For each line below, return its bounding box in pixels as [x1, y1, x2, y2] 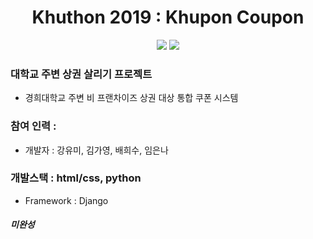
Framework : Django [24, 194, 109, 206]
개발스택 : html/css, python [10, 171, 142, 185]
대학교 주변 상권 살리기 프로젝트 [10, 67, 153, 81]
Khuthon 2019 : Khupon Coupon [31, 6, 305, 29]
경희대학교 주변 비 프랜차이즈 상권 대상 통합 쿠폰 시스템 [24, 92, 239, 104]
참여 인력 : [10, 119, 57, 133]
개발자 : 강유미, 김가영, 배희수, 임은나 [24, 144, 169, 156]
